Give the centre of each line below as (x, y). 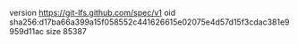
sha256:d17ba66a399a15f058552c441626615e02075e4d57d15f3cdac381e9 (149, 22)
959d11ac (27, 31)
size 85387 (67, 31)
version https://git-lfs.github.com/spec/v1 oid (93, 13)
